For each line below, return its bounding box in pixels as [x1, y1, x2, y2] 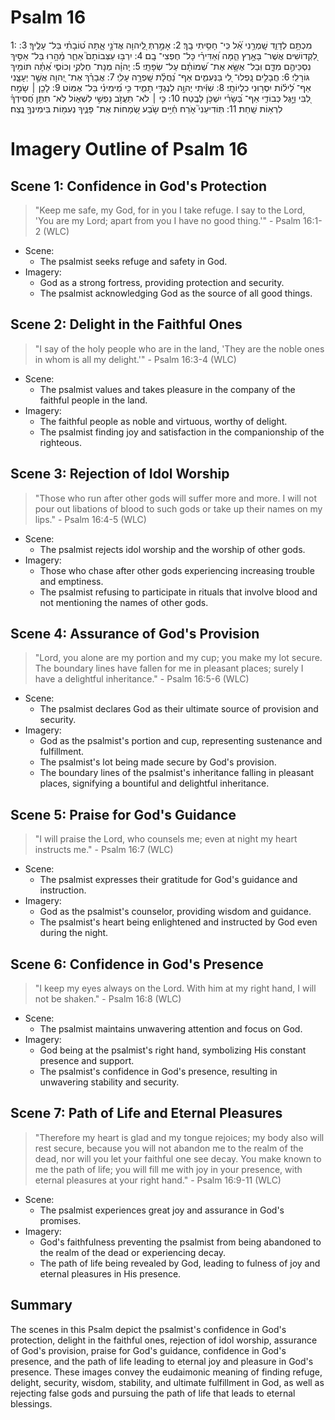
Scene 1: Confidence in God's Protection [10, 177, 268, 195]
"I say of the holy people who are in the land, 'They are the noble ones [34, 342, 325, 355]
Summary [10, 1297, 73, 1314]
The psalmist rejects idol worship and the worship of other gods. [39, 543, 306, 555]
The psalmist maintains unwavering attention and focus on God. [39, 1023, 303, 1035]
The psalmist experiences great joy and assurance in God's [39, 1204, 285, 1216]
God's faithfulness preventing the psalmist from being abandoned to [39, 1236, 322, 1248]
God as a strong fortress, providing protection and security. [39, 276, 285, 288]
